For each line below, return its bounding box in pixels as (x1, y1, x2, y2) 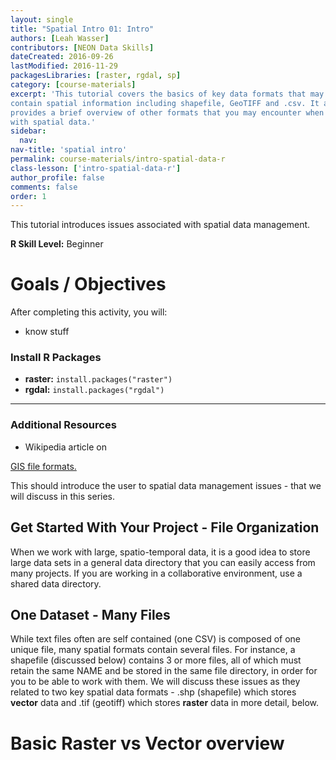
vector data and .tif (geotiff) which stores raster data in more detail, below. (10, 697, 320, 709)
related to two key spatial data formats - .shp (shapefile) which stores (10, 686, 297, 698)
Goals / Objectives (10, 273, 167, 296)
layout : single (10, 14, 74, 25)
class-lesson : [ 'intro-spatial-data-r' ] (10, 163, 182, 173)
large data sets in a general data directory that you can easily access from (10, 556, 316, 568)
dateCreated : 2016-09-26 (10, 52, 114, 62)
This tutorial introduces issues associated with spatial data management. (10, 219, 311, 231)
